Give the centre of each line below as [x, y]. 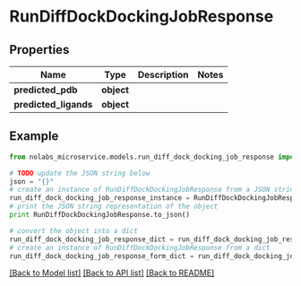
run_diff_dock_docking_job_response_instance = [100, 198]
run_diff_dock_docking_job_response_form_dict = [102, 256]
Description [163, 75]
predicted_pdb [46, 90]
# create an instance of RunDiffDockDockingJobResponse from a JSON [140, 190]
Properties [39, 50]
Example [34, 136]
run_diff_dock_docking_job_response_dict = [92, 239]
